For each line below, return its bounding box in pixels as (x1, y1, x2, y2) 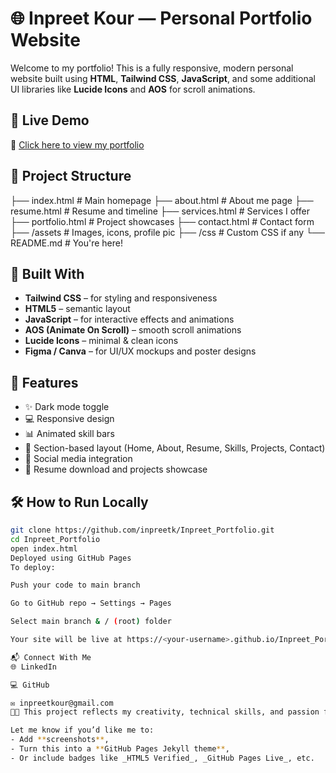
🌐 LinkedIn (10, 662, 57, 672)
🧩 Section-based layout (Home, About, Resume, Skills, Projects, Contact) (24, 442, 326, 454)
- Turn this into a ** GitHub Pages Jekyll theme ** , (10, 744, 230, 754)
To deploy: (10, 562, 56, 572)
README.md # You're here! (10, 237, 123, 249)
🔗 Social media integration (24, 453, 133, 465)
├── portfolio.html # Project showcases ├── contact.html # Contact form (10, 215, 315, 227)
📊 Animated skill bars (24, 428, 115, 440)
